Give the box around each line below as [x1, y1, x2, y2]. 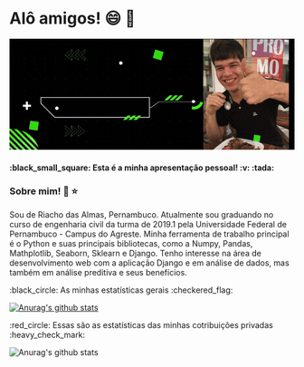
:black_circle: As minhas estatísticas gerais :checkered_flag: [9, 285, 233, 295]
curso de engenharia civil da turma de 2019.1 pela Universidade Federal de [9, 218, 288, 229]
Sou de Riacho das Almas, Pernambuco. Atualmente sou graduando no [9, 208, 274, 220]
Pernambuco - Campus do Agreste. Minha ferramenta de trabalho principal [9, 228, 290, 239]
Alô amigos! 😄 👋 [9, 8, 136, 29]
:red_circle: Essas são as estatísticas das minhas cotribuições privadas [9, 319, 273, 330]
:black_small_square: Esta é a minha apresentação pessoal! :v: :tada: [9, 162, 274, 173]
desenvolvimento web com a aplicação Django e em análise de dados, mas [9, 257, 290, 268]
